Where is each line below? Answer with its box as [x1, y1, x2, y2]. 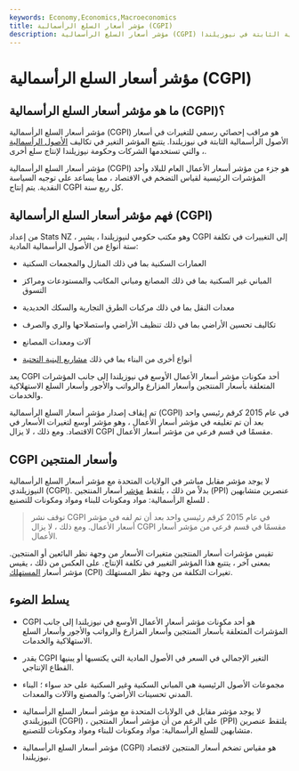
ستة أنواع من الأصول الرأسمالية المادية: [9, 241, 139, 252]
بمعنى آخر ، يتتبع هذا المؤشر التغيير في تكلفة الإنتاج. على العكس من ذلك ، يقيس [9, 557, 271, 568]
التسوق [21, 285, 47, 296]
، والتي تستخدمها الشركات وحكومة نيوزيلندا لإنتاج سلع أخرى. [9, 146, 207, 157]
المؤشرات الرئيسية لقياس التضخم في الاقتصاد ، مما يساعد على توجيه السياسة [9, 173, 266, 183]
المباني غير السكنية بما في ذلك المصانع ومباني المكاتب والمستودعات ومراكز [21, 275, 272, 286]
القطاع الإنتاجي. [21, 661, 74, 672]
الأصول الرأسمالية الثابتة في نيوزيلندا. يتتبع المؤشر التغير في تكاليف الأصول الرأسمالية [9, 136, 289, 147]
